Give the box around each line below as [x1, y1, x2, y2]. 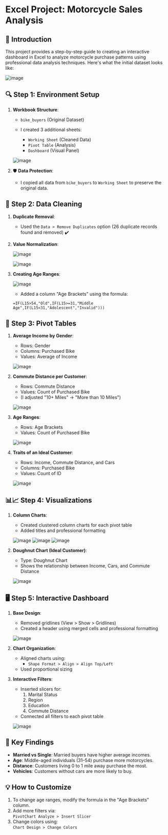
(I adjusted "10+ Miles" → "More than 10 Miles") [20, 394, 121, 401]
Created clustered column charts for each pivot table [20, 522, 132, 528]
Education [28, 703, 50, 709]
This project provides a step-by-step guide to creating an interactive [5, 49, 150, 54]
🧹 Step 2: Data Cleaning [5, 200, 82, 208]
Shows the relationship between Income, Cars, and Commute [20, 563, 150, 569]
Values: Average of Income [20, 353, 78, 360]
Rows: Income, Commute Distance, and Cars [20, 460, 115, 466]
